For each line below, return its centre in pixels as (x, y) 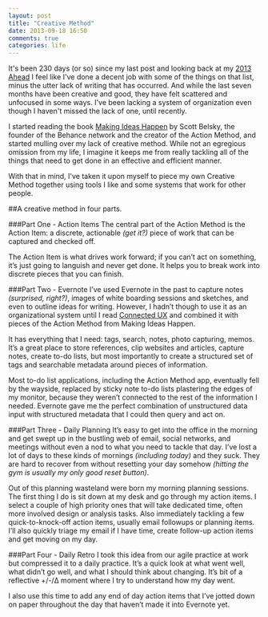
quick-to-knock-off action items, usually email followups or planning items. (132, 522)
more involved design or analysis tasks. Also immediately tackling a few (126, 513)
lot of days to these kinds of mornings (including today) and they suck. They (134, 456)
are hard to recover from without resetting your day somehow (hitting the (129, 464)
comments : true (34, 38)
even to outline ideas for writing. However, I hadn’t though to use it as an (128, 306)
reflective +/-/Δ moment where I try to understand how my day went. (122, 580)
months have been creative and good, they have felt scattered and (118, 94)
